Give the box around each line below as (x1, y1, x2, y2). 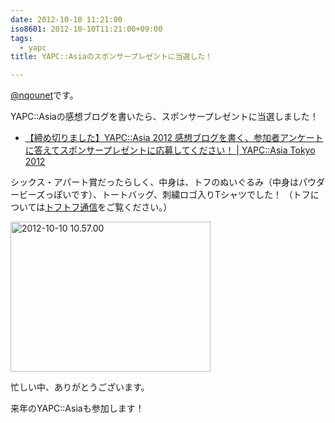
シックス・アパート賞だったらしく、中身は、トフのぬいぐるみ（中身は (10, 176, 300, 188)
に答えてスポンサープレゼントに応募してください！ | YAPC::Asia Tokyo (24, 144, 316, 156)
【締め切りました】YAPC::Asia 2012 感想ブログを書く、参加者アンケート (24, 132, 324, 144)
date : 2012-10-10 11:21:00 (10, 14, 123, 25)
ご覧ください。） (106, 201, 173, 213)
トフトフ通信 (44, 201, 98, 213)
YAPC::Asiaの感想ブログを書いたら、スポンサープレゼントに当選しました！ (10, 111, 319, 123)
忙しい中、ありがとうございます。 (10, 381, 150, 393)
